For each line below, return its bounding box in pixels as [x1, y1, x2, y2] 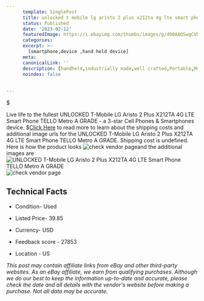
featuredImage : [22, 32, 61, 38]
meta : [22, 54, 36, 60]
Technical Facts [6, 187, 68, 197]
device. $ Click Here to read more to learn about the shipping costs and [6, 124, 184, 131]
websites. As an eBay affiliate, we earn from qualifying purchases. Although [6, 268, 197, 275]
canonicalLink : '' [22, 60, 69, 66]
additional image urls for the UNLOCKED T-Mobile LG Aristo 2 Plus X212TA [6, 130, 193, 137]
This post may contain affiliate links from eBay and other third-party [6, 261, 178, 269]
